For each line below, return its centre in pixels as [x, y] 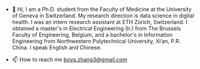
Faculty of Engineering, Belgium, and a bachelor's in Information [92, 35]
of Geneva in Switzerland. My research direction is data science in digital [103, 16]
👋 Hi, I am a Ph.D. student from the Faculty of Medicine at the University [102, 9]
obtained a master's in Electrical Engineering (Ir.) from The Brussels [96, 28]
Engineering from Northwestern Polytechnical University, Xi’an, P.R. [96, 41]
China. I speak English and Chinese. [57, 47]
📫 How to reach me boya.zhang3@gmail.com [69, 59]
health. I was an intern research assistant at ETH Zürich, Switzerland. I [100, 22]
